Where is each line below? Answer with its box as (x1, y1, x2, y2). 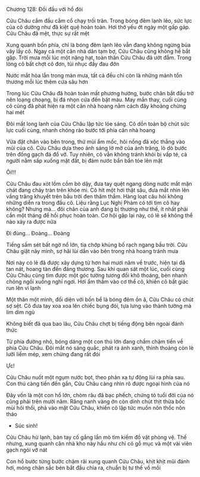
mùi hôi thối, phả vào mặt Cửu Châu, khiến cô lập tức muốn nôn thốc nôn (6, 404, 186, 411)
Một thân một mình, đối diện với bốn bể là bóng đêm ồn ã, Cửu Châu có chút (6, 296, 194, 303)
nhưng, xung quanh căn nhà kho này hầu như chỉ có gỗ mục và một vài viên (6, 440, 192, 447)
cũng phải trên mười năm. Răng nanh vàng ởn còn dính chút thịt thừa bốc (6, 398, 186, 405)
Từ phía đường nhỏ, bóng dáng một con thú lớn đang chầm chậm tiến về (6, 338, 183, 345)
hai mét (6, 109, 25, 116)
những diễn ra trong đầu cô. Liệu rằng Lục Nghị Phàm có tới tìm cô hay (6, 199, 180, 206)
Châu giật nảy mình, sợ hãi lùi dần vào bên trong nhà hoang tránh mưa (6, 248, 179, 254)
